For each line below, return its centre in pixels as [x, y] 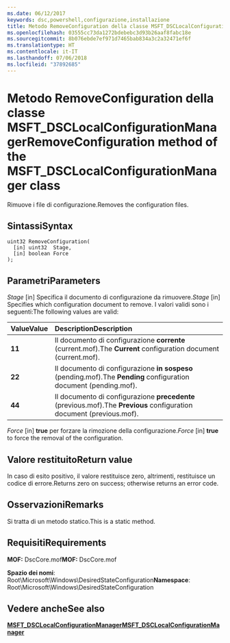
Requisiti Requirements [57, 543]
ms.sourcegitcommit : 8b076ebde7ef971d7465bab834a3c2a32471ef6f [99, 39]
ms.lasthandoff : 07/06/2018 [47, 58]
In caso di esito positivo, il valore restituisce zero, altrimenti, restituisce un [111, 476]
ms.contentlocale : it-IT [42, 52]
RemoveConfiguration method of [122, 142]
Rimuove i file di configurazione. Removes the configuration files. [98, 204]
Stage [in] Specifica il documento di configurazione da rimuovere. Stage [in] [114, 297]
